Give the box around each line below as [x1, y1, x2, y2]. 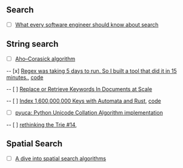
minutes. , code [6, 73, 44, 81]
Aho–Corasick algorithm [15, 55, 76, 62]
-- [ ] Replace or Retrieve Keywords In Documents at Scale [6, 85, 153, 93]
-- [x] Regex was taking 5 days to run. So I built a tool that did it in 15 [6, 67, 177, 75]
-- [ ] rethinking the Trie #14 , [6, 121, 77, 128]
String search [6, 39, 59, 49]
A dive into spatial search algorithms [15, 155, 106, 162]
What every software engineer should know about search [15, 21, 159, 28]
